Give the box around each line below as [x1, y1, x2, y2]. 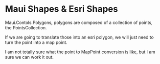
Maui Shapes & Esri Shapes [5, 3, 118, 15]
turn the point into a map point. [5, 39, 68, 45]
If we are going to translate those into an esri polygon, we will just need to [5, 34, 154, 40]
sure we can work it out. [5, 54, 54, 60]
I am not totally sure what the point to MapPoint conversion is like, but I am [5, 49, 156, 55]
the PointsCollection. [5, 24, 47, 30]
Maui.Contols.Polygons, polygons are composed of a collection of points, [5, 20, 153, 25]
